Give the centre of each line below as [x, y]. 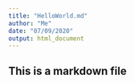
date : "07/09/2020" [41, 31]
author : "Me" [30, 23]
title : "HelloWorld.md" [48, 16]
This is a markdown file [67, 71]
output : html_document [46, 38]
